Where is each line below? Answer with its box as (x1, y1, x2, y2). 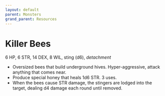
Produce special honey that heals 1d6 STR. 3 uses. (12, 75, 117, 81)
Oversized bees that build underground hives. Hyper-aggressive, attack (12, 64, 160, 70)
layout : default (5, 7, 39, 12)
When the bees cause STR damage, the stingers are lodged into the (12, 80, 152, 86)
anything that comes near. (12, 69, 66, 75)
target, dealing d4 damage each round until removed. (12, 85, 122, 91)
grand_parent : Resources (5, 16, 57, 21)
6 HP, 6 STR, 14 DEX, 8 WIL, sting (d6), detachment (5, 54, 111, 60)
